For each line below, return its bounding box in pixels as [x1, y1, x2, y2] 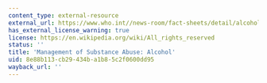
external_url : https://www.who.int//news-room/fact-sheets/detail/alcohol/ [8, 19, 265, 27]
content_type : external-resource [8, 11, 119, 20]
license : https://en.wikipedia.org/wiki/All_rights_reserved [8, 33, 215, 42]
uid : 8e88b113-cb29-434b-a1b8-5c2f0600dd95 [8, 56, 155, 64]
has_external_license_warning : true [8, 26, 130, 34]
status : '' [8, 41, 44, 49]
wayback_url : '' [8, 63, 62, 71]
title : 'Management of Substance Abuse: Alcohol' [8, 48, 176, 56]
